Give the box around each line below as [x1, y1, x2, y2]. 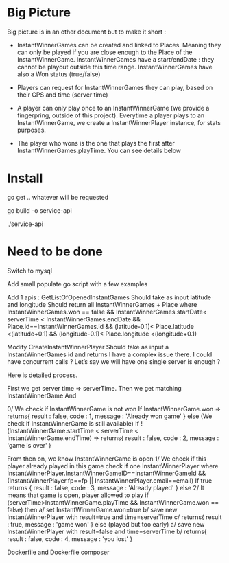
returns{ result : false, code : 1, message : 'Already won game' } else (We [7, 412, 213, 420]
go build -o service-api [7, 206, 72, 214]
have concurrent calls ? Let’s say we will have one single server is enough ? [7, 357, 221, 365]
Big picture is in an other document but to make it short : [7, 27, 167, 36]
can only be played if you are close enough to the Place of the [16, 48, 193, 56]
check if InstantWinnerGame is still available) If [7, 419, 139, 427]
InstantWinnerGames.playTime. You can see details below [16, 146, 182, 154]
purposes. [16, 126, 47, 134]
